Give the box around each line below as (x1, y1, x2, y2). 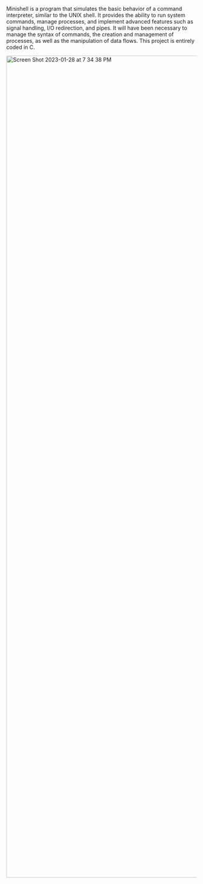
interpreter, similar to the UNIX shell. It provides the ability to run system (6, 11, 185, 19)
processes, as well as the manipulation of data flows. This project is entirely (6, 37, 195, 44)
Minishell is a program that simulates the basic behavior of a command (6, 5, 182, 12)
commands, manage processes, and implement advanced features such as (6, 18, 193, 25)
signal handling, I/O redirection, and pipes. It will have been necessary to (6, 24, 187, 31)
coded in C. (6, 43, 35, 51)
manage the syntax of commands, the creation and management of (6, 31, 174, 38)
